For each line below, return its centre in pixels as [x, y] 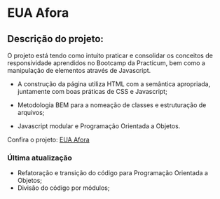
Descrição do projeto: [55, 39]
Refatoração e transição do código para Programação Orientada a [113, 173]
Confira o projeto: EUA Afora [48, 139]
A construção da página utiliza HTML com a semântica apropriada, [114, 84]
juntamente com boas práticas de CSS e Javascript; [92, 91]
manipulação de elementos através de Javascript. [79, 70]
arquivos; [31, 112]
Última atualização [40, 158]
